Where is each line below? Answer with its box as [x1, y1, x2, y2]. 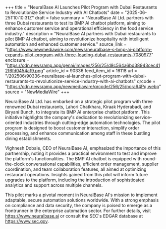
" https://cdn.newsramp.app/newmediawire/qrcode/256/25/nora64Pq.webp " [5, 84, 162, 89]
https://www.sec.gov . [5, 219, 49, 224]
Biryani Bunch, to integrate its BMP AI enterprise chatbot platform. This [5, 109, 150, 115]
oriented [5, 119, 22, 125]
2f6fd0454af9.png [5, 68, 43, 74]
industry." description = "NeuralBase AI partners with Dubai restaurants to [5, 31, 156, 36]
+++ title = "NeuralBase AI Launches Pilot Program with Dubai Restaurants [5, 4, 158, 10]
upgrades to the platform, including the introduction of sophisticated [5, 177, 145, 183]
